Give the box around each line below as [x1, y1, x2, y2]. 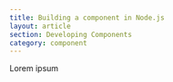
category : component [9, 38, 88, 48]
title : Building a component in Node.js [9, 13, 166, 23]
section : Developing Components [9, 30, 132, 39]
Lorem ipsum [9, 63, 59, 74]
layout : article [9, 22, 71, 31]
